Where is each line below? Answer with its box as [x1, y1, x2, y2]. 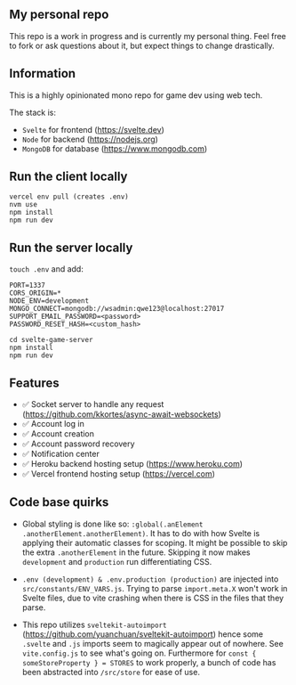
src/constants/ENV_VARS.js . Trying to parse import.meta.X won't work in [21, 583, 288, 593]
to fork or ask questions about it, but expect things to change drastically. [9, 40, 276, 51]
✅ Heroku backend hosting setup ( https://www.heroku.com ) [21, 459, 243, 469]
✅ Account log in [21, 419, 84, 429]
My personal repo [9, 7, 109, 22]
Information [9, 66, 76, 81]
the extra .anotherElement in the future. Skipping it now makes [21, 547, 251, 558]
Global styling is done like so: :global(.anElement [21, 518, 204, 529]
